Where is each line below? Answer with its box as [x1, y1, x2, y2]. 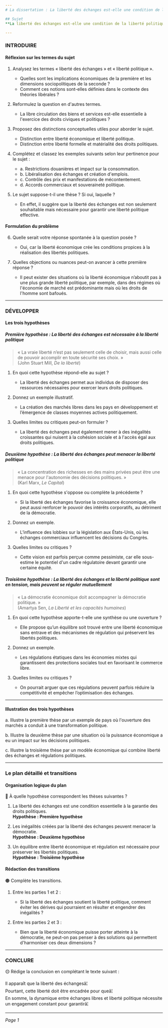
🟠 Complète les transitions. [5, 877, 62, 884]
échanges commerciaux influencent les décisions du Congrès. [19, 535, 149, 541]
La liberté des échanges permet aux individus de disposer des [19, 379, 148, 385]
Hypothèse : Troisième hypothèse [12, 854, 85, 860]
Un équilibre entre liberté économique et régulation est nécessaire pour [12, 844, 160, 850]
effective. [19, 212, 40, 218]
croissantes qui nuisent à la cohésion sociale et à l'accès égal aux [19, 434, 156, 440]
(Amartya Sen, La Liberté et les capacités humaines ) [17, 605, 126, 611]
